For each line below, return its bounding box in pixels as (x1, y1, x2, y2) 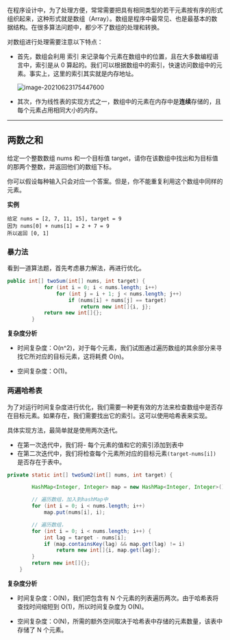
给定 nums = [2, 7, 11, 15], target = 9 (7, 215, 122, 222)
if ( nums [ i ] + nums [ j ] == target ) (68, 297, 167, 304)
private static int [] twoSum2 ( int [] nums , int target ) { (7, 471, 173, 479)
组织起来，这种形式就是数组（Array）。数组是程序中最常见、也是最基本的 (7, 14, 212, 23)
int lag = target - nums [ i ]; (43, 534, 127, 541)
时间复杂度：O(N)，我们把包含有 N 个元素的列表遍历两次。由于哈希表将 (16, 593, 219, 602)
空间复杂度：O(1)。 (16, 367, 71, 376)
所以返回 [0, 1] (7, 229, 49, 237)
